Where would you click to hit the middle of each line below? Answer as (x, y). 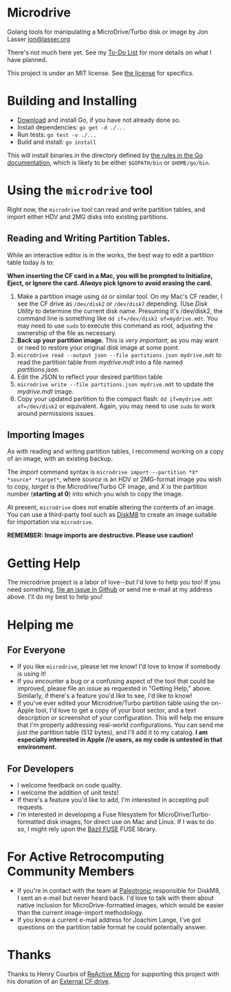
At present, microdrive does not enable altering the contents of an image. (111, 507)
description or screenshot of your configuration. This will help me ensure (120, 718)
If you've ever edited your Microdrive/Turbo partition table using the (113, 703)
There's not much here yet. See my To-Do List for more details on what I (109, 52)
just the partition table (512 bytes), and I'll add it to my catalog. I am (112, 732)
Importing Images (46, 435)
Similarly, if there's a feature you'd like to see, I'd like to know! (104, 696)
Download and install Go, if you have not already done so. (99, 120)
